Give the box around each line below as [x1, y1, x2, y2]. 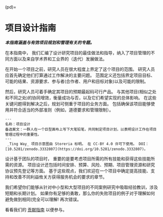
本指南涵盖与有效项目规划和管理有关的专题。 [5, 39, 95, 45]
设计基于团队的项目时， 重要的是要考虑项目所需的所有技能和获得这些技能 [5, 155, 151, 162]
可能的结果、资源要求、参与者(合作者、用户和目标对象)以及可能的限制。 [5, 78, 149, 84]
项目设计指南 [5, 23, 57, 33]
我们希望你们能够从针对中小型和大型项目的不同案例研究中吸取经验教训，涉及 [5, 184, 158, 190]
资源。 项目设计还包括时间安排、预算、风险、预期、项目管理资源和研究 [13, 162, 155, 167]
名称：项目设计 [5, 121, 31, 127]
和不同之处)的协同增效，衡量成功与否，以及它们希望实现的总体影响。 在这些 [5, 95, 157, 100]
